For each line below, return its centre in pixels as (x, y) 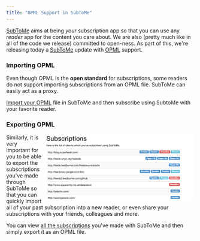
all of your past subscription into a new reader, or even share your (87, 207)
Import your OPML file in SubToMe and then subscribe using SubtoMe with (99, 103)
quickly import (24, 201)
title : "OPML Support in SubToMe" (49, 13)
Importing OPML (31, 65)
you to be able (24, 156)
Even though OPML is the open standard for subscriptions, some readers (97, 78)
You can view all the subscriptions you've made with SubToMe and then (95, 225)
